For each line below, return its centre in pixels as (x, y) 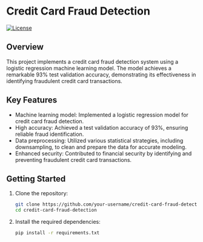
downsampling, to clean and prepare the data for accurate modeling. (101, 147)
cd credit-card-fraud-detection (56, 210)
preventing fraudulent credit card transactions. (73, 160)
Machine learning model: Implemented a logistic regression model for (102, 115)
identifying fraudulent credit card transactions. (64, 81)
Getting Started (36, 179)
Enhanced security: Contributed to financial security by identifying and (103, 153)
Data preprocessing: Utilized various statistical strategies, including (99, 140)
